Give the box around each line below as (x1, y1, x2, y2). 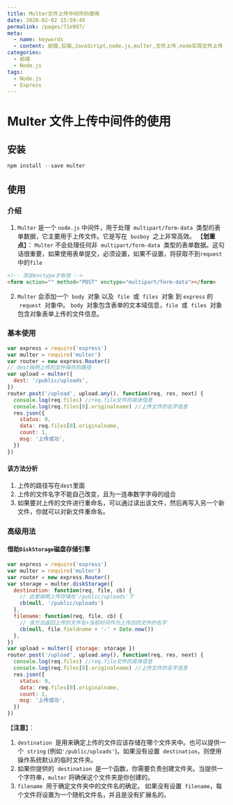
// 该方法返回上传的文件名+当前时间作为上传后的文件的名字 (19, 619, 167, 626)
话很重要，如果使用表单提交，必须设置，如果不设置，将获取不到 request (17, 249, 223, 258)
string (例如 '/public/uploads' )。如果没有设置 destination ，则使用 (26, 747, 223, 756)
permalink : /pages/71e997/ (7, 23, 86, 30)
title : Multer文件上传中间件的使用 (7, 10, 99, 17)
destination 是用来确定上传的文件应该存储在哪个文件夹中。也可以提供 (17, 738, 220, 746)
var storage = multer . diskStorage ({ (7, 580, 113, 588)
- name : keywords (13, 36, 64, 43)
